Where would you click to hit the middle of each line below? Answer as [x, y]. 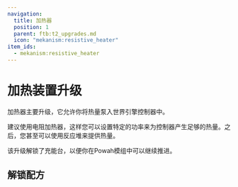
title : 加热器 [33, 21]
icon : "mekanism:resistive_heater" [66, 40]
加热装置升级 [45, 91]
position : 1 [32, 27]
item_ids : [22, 47]
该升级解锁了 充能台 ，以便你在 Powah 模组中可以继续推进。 [92, 150]
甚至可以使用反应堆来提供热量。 [72, 135]
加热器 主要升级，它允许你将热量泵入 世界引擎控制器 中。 [88, 111]
